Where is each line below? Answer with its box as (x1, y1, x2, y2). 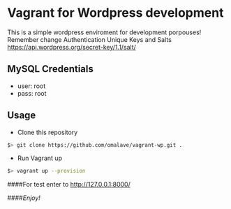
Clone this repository (17, 128, 78, 136)
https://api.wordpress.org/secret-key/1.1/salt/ (7, 43, 136, 51)
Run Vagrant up (17, 154, 63, 162)
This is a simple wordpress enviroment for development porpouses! (7, 28, 202, 36)
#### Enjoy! (7, 194, 40, 202)
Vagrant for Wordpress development (7, 5, 224, 21)
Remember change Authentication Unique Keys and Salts (7, 35, 172, 43)
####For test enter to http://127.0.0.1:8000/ (7, 180, 131, 189)
